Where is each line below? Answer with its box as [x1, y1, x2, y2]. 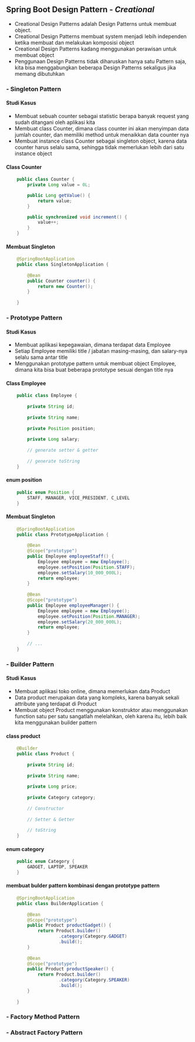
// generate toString [27, 458, 80, 464]
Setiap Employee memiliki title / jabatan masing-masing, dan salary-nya [14, 348, 188, 355]
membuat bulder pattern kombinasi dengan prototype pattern [6, 882, 160, 889]
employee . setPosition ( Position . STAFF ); [37, 564, 135, 570]
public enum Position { [16, 489, 75, 495]
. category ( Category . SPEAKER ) [58, 977, 130, 983]
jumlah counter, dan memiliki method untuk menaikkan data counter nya [14, 131, 189, 138]
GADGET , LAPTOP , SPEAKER [27, 864, 88, 870]
